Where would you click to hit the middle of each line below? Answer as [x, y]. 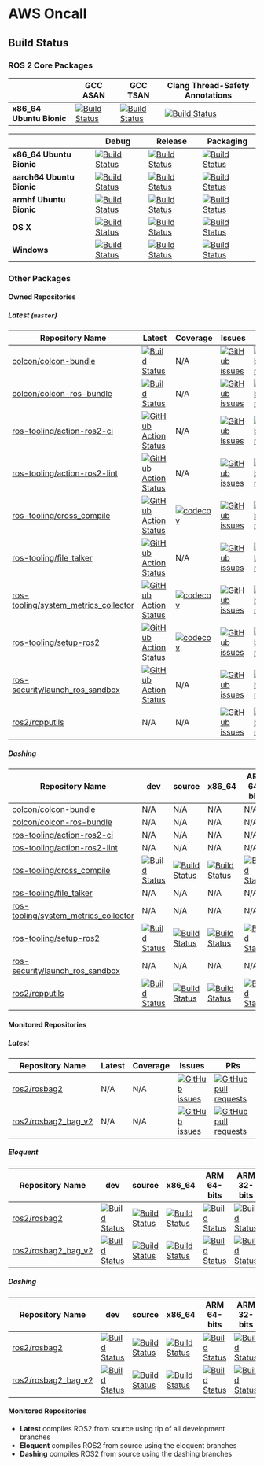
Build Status [38, 43]
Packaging [227, 141]
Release [172, 141]
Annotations [208, 95]
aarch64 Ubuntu [43, 176]
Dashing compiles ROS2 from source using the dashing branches [126, 1454]
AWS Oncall [48, 14]
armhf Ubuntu [39, 199]
